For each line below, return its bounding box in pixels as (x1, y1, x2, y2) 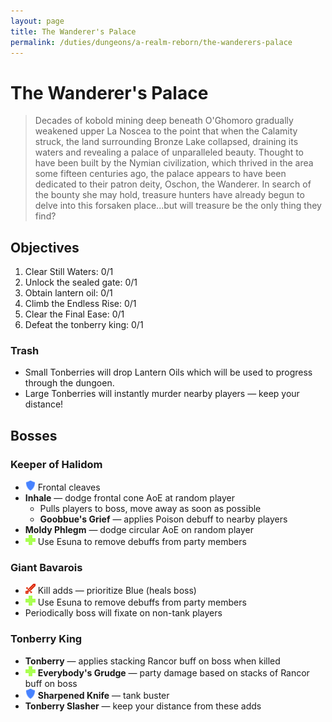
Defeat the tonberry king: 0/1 (24, 319, 144, 331)
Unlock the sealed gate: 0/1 (24, 276, 138, 289)
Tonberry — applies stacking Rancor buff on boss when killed (24, 655, 281, 667)
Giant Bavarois (10, 561, 83, 575)
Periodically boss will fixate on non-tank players (24, 607, 223, 619)
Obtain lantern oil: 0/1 (24, 287, 113, 299)
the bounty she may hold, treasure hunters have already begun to (34, 189, 305, 201)
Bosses (10, 427, 58, 444)
